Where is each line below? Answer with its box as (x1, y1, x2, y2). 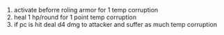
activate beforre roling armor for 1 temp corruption (13, 6, 159, 14)
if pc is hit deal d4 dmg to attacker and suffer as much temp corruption (13, 21, 218, 28)
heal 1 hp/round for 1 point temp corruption (13, 13, 137, 21)
